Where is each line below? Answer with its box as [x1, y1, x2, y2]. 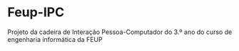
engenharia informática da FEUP [7, 35, 103, 43]
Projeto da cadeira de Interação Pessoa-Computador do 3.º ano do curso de [7, 28, 233, 36]
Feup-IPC [7, 4, 65, 21]
